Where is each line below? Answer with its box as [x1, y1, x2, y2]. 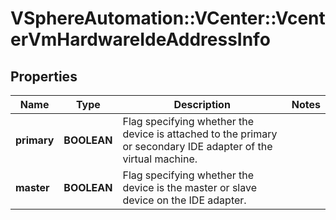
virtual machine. [122, 152, 198, 166]
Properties [10, 68, 78, 85]
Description [173, 98, 231, 111]
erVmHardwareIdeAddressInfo [10, 28, 271, 51]
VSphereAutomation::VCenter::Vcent [10, 7, 326, 30]
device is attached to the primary [122, 127, 278, 141]
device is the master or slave [122, 181, 257, 194]
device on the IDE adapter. [122, 193, 247, 207]
